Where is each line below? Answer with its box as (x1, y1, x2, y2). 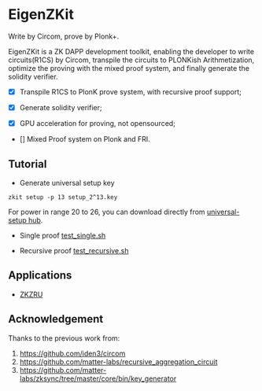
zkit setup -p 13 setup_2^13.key (8, 193, 118, 201)
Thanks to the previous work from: (8, 333, 120, 343)
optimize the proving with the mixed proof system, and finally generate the (8, 63, 250, 72)
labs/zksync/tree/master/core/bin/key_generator (19, 374, 177, 383)
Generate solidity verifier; (19, 103, 102, 112)
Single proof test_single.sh (19, 231, 106, 240)
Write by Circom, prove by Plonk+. (8, 31, 120, 41)
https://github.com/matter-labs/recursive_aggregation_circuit (19, 356, 218, 367)
